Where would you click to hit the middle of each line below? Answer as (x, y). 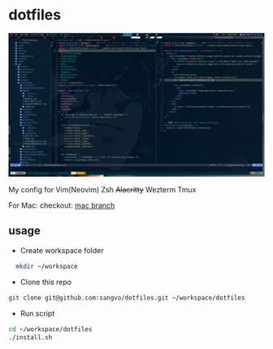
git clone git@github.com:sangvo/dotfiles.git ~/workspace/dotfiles (127, 298)
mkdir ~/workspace (47, 266)
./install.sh (30, 338)
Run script (37, 313)
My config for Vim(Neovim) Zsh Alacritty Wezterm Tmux (102, 189)
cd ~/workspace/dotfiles (50, 329)
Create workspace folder (62, 250)
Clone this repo (45, 282)
